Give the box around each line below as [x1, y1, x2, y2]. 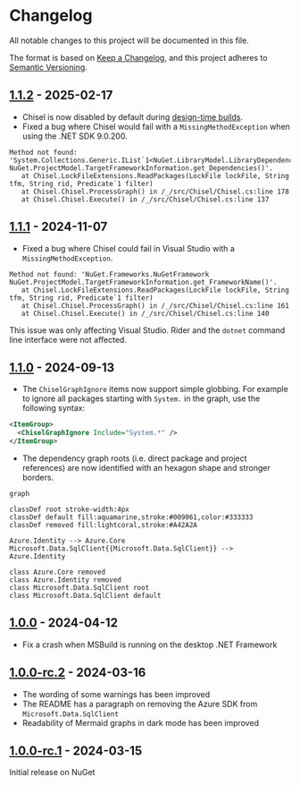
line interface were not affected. [9, 334, 128, 345]
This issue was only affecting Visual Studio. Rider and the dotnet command [9, 324, 286, 336]
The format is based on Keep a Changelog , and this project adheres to [9, 52, 268, 63]
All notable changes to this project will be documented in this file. [9, 35, 250, 46]
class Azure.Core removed [9, 567, 105, 576]
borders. [21, 472, 54, 482]
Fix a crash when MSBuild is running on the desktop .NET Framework [21, 639, 278, 650]
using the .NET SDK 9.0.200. [21, 131, 128, 141]
